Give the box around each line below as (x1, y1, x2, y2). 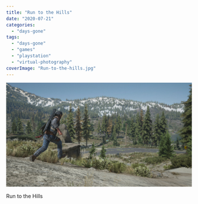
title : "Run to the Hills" (6, 9, 72, 15)
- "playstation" (11, 53, 51, 59)
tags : (6, 34, 19, 41)
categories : (6, 22, 35, 28)
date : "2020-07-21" (6, 15, 54, 22)
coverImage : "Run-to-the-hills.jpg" (6, 65, 96, 71)
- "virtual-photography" (11, 59, 72, 65)
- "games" (11, 47, 35, 53)
